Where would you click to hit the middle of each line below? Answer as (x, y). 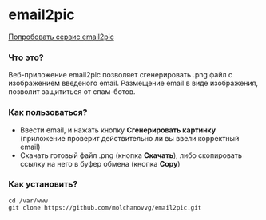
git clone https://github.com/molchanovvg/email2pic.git (105, 208)
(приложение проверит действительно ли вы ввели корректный (129, 138)
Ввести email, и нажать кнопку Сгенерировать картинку (118, 130)
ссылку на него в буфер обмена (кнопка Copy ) (100, 163)
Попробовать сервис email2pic (61, 37)
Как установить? (43, 184)
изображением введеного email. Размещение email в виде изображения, (133, 83)
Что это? (26, 57)
